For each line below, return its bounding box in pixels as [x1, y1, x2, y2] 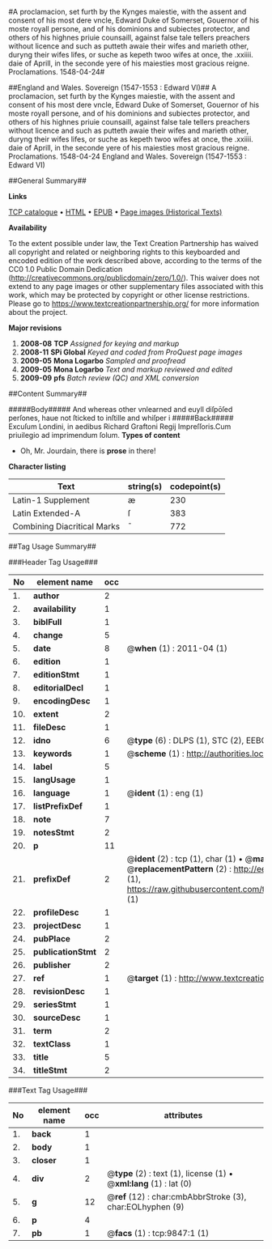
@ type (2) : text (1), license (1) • [107, 1168, 234, 1179]
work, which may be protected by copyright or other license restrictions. [8, 291, 249, 300]
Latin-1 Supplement [12, 495, 91, 505]
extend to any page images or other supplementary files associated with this [8, 282, 264, 291]
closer [32, 1155, 57, 1166]
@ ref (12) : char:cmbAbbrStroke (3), [107, 1192, 247, 1202]
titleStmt [33, 1064, 67, 1076]
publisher [33, 959, 71, 971]
